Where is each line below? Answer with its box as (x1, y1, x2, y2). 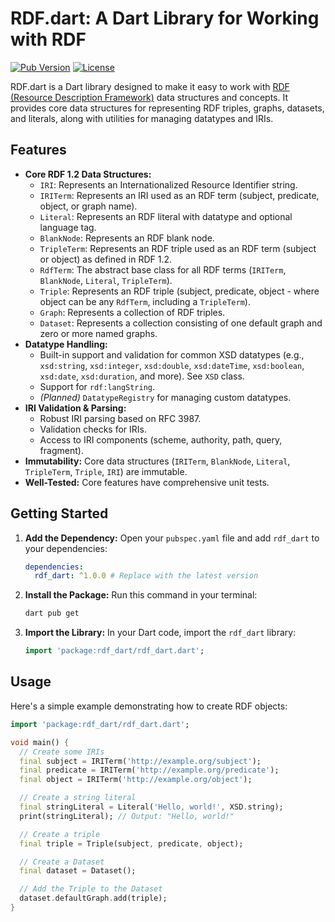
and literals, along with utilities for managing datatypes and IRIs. (10, 112, 274, 124)
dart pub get (24, 608, 80, 619)
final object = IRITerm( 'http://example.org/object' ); (19, 775, 253, 785)
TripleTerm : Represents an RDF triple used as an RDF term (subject (39, 242, 317, 254)
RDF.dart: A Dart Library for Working (10, 7, 320, 30)
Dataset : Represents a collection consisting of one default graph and (39, 317, 323, 329)
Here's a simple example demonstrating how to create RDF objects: (10, 700, 288, 712)
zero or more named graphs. (39, 327, 158, 339)
